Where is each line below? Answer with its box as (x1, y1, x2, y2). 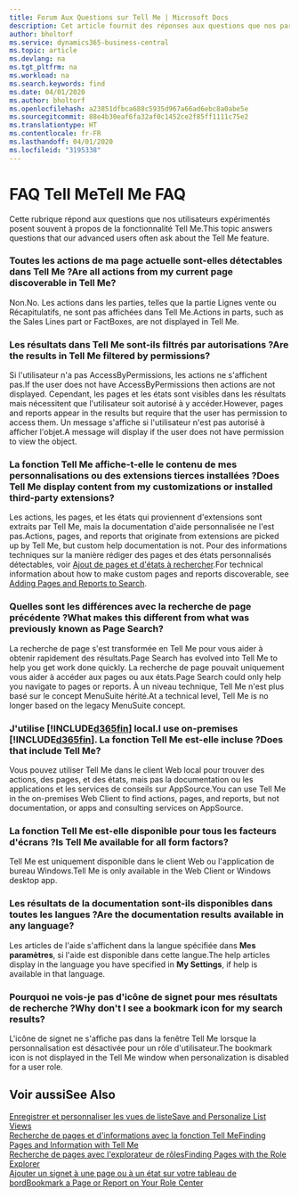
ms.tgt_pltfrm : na (9, 63, 77, 72)
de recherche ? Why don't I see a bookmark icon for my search (9, 1002, 283, 1014)
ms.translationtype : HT (9, 121, 98, 130)
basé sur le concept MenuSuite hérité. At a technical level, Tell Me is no (9, 690, 269, 701)
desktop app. (9, 875, 58, 886)
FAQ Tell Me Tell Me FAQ (9, 184, 187, 204)
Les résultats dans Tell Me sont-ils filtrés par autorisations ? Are (9, 338, 289, 350)
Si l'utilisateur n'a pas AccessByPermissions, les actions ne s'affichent (9, 370, 268, 381)
